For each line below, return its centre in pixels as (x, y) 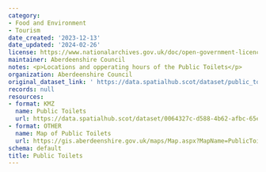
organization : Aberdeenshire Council (70, 75)
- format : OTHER (35, 126)
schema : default (35, 148)
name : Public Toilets (51, 112)
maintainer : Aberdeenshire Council (67, 60)
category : (25, 15)
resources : (26, 97)
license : (23, 52)
